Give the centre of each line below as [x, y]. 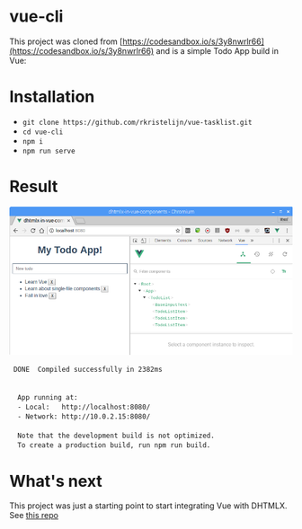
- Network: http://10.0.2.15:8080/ [84, 417]
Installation [52, 97]
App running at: [48, 398]
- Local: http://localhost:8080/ [84, 407]
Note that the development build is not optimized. [116, 436]
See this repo [34, 516]
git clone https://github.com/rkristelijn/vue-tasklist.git [137, 122]
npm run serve [49, 151]
